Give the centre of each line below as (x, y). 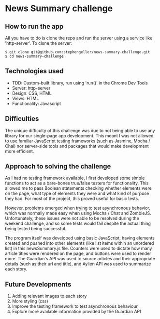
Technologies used (34, 71)
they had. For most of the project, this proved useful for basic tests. (72, 199)
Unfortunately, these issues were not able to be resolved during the (72, 218)
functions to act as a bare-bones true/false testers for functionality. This (77, 183)
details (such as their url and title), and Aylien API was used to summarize (78, 264)
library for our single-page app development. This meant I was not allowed (79, 135)
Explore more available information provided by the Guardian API (76, 312)
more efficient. (20, 151)
